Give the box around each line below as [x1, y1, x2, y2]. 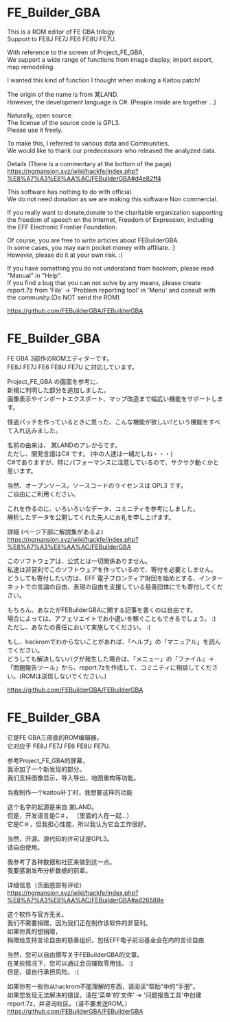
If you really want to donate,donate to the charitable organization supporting [7, 208, 223, 216]
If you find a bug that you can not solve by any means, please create [7, 278, 201, 286]
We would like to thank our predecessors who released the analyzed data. [7, 146, 217, 155]
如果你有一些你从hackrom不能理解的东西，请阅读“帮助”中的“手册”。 [7, 982, 199, 990]
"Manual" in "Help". [7, 271, 62, 280]
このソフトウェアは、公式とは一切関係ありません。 [7, 556, 152, 565]
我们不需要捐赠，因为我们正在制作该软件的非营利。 [7, 918, 152, 927]
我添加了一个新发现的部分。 [7, 764, 86, 773]
